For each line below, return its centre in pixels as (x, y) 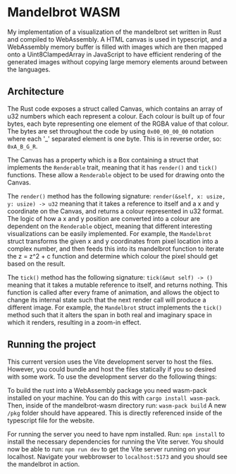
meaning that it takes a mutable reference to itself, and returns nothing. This (117, 285)
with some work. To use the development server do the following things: (112, 377)
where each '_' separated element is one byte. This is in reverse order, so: (114, 138)
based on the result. (36, 263)
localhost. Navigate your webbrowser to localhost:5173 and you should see (117, 456)
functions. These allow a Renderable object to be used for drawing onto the (116, 174)
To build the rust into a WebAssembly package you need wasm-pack (107, 390)
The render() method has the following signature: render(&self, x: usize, (117, 196)
